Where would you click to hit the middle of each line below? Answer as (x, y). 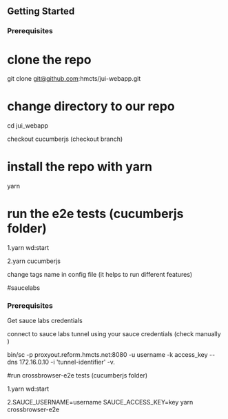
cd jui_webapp (28, 126)
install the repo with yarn (80, 167)
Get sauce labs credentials (45, 321)
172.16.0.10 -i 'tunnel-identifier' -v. (68, 362)
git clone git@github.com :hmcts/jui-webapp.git (74, 79)
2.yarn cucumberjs (34, 261)
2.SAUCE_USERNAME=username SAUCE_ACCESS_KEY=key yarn (100, 402)
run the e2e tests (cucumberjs (95, 214)
